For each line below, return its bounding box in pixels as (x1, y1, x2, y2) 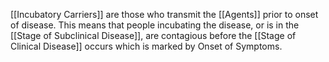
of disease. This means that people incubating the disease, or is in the (10, 19, 300, 31)
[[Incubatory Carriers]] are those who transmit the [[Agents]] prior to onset (10, 9, 319, 20)
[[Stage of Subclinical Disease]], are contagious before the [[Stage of (10, 30, 297, 41)
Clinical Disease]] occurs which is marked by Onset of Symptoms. (10, 40, 283, 52)
